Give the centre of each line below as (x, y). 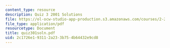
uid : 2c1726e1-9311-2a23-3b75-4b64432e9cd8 (52, 38)
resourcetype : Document (30, 28)
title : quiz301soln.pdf (30, 33)
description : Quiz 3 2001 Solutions (44, 14)
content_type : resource (30, 10)
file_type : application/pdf (35, 24)
